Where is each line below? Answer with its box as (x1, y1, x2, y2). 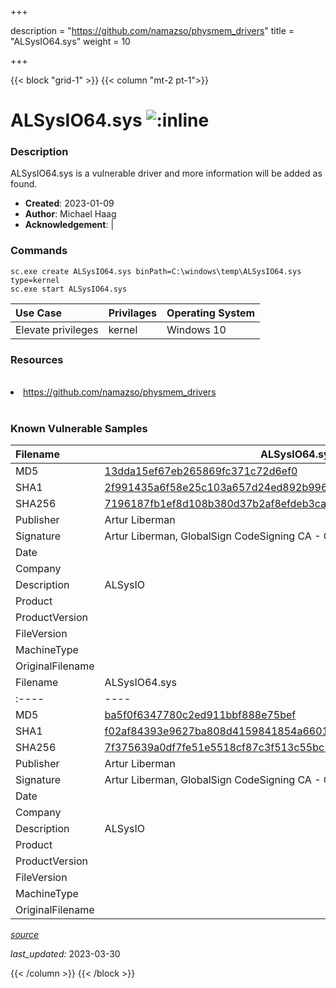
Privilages (108, 306, 158, 320)
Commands (10, 244, 68, 258)
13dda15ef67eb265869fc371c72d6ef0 (104, 464, 298, 478)
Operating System (166, 306, 256, 320)
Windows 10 (166, 322, 227, 336)
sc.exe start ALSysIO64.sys (10, 284, 128, 294)
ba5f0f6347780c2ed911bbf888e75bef (104, 708, 297, 722)
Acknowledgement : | (24, 219, 115, 231)
